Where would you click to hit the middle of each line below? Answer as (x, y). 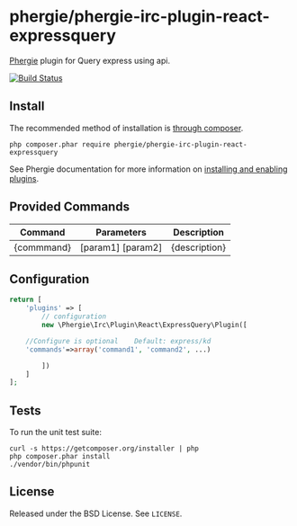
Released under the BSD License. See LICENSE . (96, 513)
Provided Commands (70, 207)
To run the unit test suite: (55, 432)
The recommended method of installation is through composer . (126, 128)
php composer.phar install (60, 457)
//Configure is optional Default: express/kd (118, 341)
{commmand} (43, 247)
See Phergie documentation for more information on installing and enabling (148, 169)
